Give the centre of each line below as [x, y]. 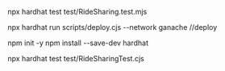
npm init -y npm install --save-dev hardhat [78, 43]
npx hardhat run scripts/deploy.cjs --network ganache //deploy [112, 27]
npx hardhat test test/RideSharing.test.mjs [77, 12]
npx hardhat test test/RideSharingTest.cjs [76, 58]
